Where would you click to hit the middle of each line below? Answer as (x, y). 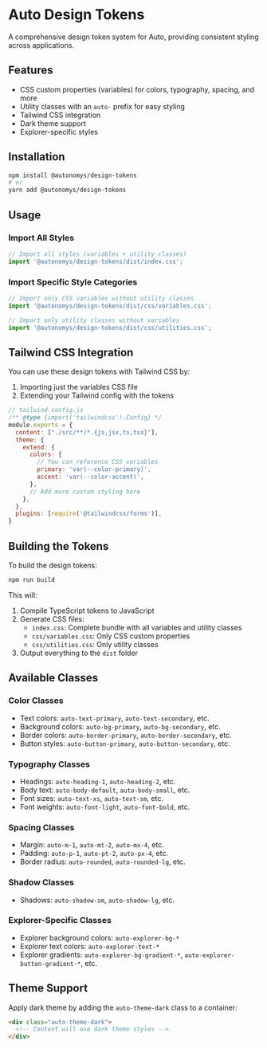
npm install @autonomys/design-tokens (73, 175)
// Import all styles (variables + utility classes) (98, 254)
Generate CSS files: (52, 618)
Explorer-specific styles (59, 131)
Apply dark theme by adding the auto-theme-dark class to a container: (123, 1007)
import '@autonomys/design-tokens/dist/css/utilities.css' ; (110, 328)
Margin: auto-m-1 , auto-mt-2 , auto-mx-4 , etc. (92, 845)
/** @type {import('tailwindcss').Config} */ (85, 418)
